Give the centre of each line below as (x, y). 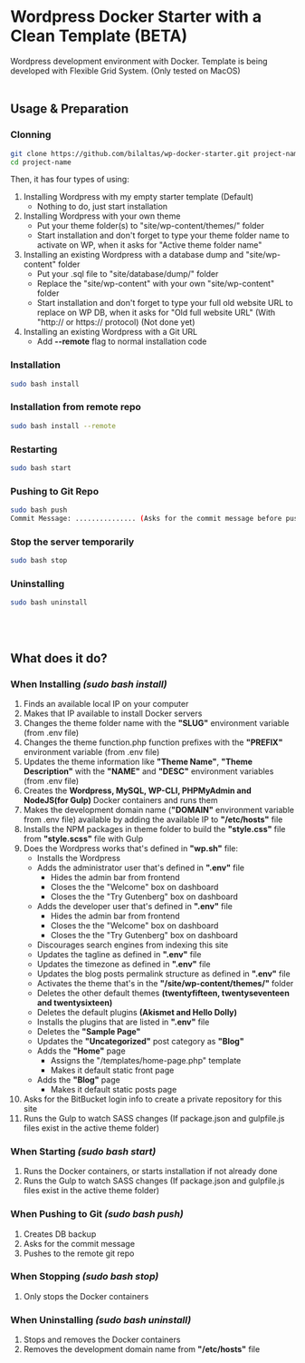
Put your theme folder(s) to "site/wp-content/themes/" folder (151, 226)
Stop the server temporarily (72, 542)
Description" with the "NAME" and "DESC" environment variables (148, 771)
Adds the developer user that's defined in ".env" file (135, 906)
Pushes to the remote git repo (79, 1253)
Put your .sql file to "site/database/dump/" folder (128, 274)
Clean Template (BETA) (99, 36)
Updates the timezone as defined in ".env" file (124, 964)
